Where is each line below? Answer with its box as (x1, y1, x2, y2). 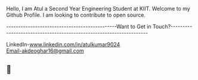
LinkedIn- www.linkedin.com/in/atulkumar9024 (6, 41, 120, 48)
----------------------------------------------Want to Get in (6, 23, 151, 30)
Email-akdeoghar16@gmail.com (6, 47, 85, 54)
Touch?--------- (152, 23, 193, 30)
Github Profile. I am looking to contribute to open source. (6, 11, 146, 19)
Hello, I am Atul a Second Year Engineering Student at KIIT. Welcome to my (6, 5, 191, 12)
